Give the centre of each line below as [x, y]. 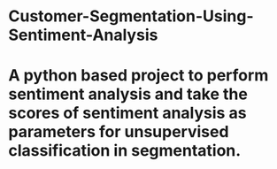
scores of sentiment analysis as [127, 113]
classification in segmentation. [125, 151]
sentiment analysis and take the [128, 94]
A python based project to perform [138, 76]
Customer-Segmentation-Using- [131, 16]
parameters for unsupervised [119, 132]
